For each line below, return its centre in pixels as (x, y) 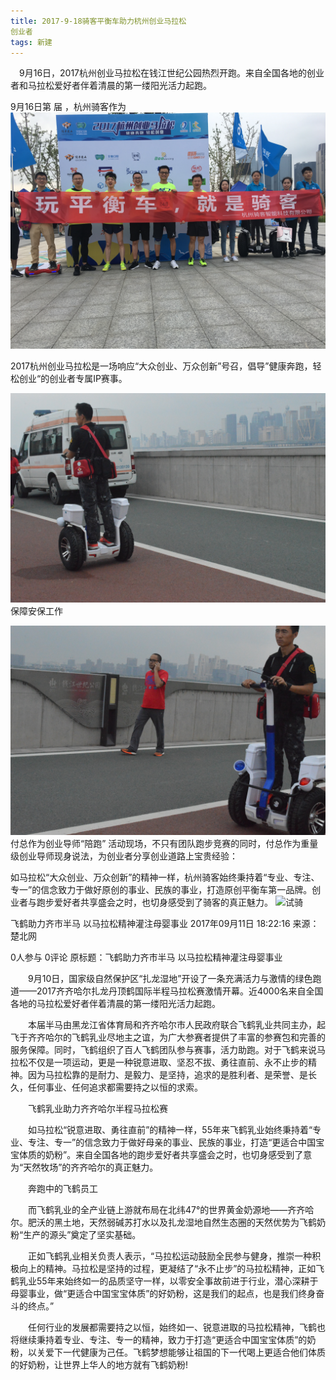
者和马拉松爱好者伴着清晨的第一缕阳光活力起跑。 (111, 86)
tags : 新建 (31, 42)
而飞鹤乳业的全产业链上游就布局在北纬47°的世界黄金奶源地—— (157, 1209)
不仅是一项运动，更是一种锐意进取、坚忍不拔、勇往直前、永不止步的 (167, 1062)
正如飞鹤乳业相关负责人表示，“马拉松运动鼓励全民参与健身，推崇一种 (170, 1256)
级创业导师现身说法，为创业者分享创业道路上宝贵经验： (124, 856)
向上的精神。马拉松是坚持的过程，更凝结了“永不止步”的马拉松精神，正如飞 (171, 1268)
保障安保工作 (36, 611)
